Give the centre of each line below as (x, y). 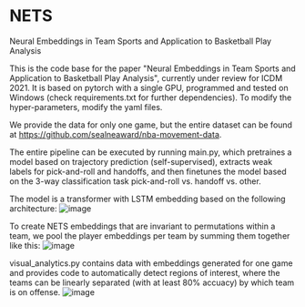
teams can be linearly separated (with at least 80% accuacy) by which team (152, 282)
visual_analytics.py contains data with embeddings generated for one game (151, 263)
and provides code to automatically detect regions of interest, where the (145, 272)
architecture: (33, 208)
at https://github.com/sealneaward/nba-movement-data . (116, 134)
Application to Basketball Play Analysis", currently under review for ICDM (146, 77)
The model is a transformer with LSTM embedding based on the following (147, 199)
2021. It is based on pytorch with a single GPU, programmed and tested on (149, 87)
